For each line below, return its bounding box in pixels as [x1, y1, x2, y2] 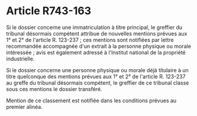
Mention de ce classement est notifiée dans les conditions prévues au [6, 96, 177, 104]
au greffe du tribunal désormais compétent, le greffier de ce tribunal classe [6, 79, 189, 86]
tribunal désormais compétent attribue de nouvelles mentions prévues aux [6, 30, 188, 37]
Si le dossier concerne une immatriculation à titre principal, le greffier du [6, 24, 183, 31]
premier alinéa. [6, 103, 43, 110]
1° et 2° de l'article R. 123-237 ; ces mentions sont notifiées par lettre [6, 36, 174, 43]
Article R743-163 [6, 4, 92, 18]
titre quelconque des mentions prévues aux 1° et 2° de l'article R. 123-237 [6, 73, 186, 80]
